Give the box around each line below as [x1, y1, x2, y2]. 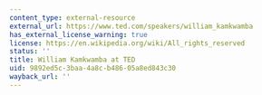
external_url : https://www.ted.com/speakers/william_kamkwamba [9, 22, 254, 31]
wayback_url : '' [9, 72, 71, 81]
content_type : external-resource [9, 13, 136, 23]
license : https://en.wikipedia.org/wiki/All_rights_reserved [9, 38, 246, 48]
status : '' [9, 47, 51, 56]
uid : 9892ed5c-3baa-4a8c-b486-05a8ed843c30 [9, 64, 177, 73]
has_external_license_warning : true [9, 30, 148, 39]
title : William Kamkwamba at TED [9, 55, 136, 64]
